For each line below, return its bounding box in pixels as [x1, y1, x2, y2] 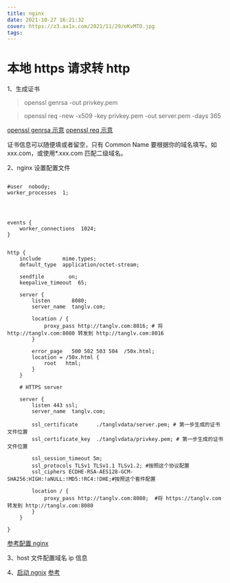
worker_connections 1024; [19, 226, 97, 233]
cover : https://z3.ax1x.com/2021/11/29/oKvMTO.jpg [7, 23, 155, 29]
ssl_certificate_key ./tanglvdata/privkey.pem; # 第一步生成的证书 [32, 436, 224, 443]
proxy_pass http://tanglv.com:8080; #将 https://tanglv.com [43, 495, 222, 502]
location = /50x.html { [32, 354, 100, 361]
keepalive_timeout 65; [19, 279, 88, 287]
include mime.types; [19, 255, 97, 263]
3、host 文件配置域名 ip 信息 [7, 554, 88, 562]
